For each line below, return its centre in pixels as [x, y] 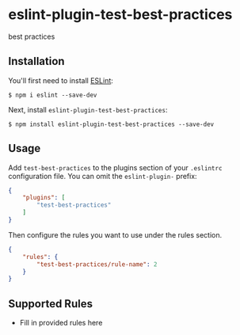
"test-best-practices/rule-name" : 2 [97, 264]
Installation [36, 61]
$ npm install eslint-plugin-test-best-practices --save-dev [111, 124]
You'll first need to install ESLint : [61, 80]
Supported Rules [51, 304]
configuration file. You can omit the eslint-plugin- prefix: [103, 176]
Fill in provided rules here [61, 323]
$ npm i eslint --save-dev [53, 95]
